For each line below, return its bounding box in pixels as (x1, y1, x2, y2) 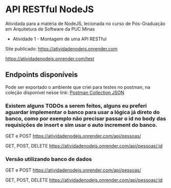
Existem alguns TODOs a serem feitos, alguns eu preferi (5, 102, 147, 109)
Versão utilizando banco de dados (5, 155, 92, 162)
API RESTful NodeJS (5, 4, 94, 15)
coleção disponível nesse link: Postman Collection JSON (5, 89, 124, 96)
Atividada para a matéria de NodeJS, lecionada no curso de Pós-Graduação (5, 20, 165, 27)
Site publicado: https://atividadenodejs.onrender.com (5, 45, 118, 52)
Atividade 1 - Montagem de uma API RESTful (12, 36, 106, 42)
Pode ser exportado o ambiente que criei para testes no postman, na (5, 84, 151, 90)
